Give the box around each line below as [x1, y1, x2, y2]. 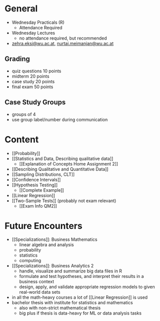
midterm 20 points [11, 73, 50, 79]
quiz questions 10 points [11, 68, 61, 74]
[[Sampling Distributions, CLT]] [11, 171, 75, 177]
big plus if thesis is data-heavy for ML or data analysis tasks [19, 310, 142, 316]
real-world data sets [19, 289, 60, 295]
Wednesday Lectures [11, 30, 55, 36]
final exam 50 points [11, 84, 53, 90]
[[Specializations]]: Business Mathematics [11, 236, 97, 243]
